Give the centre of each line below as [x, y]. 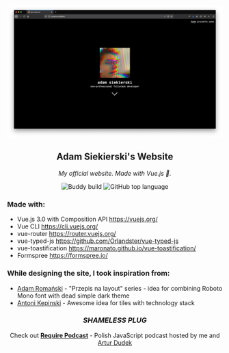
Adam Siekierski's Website [115, 157]
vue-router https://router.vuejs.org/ [66, 234]
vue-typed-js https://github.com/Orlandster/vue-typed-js [98, 241]
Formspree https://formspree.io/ [62, 256]
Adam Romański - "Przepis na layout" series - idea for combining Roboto [120, 288]
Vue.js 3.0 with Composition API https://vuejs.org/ [87, 219]
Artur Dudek [114, 342]
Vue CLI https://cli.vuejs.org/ [57, 226]
